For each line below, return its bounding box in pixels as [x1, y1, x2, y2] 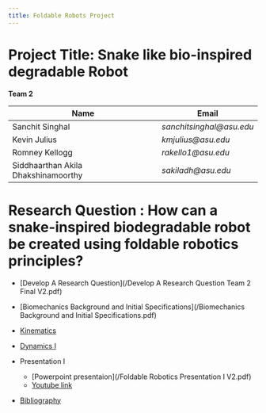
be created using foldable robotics [8, 235, 239, 253]
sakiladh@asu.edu [161, 164, 231, 175]
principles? [8, 251, 84, 270]
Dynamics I [19, 341, 57, 350]
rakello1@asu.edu [161, 147, 230, 158]
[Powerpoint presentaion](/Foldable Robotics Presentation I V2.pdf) [31, 372, 252, 381]
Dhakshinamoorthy [12, 170, 83, 181]
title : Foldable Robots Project [8, 11, 115, 20]
